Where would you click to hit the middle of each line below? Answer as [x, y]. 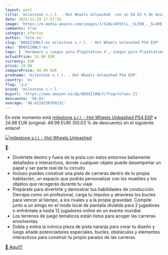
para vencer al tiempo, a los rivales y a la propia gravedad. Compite [82, 200]
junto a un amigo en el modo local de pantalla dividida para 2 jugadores [86, 205]
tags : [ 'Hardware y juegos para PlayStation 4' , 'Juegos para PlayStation [85, 52]
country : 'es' [20, 80]
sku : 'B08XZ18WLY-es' [28, 47]
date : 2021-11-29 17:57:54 [33, 19]
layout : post [19, 10]
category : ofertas [24, 33]
